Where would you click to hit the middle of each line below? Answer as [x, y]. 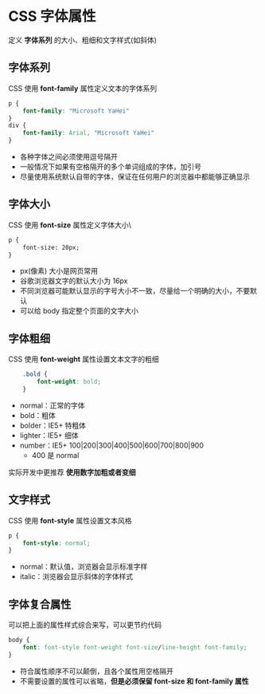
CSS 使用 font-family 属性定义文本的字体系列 [83, 88]
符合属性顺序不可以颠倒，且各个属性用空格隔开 [96, 671]
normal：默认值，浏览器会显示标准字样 [84, 566]
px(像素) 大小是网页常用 [58, 271]
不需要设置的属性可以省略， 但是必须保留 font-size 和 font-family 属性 [134, 681]
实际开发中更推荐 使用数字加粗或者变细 [72, 472]
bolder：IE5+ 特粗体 [53, 425]
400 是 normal [55, 455]
